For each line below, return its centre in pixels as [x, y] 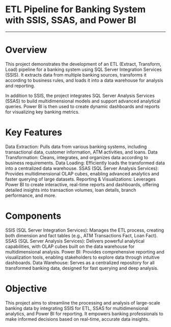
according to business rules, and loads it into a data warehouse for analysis [84, 80]
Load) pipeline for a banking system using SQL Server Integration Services [83, 69]
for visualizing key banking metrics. [42, 112]
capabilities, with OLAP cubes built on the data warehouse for [70, 246]
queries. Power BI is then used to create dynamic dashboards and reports [82, 106]
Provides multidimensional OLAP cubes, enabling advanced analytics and [82, 173]
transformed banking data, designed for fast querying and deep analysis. [82, 268]
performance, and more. [31, 195]
